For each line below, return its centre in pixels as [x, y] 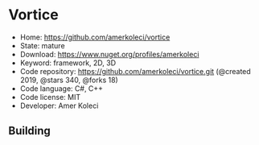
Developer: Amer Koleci [59, 106]
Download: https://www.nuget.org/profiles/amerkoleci [109, 54]
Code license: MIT [50, 97]
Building [29, 131]
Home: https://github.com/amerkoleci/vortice [95, 37]
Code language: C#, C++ [61, 88]
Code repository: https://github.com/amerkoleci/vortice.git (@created [135, 71]
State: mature [43, 45]
